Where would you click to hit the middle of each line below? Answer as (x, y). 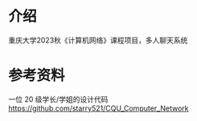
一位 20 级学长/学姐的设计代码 (58, 99)
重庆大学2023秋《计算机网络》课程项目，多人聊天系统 (98, 40)
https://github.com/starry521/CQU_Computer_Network (98, 108)
